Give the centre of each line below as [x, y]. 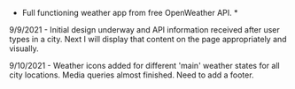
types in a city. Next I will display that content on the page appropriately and [148, 39]
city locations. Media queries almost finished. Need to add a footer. [132, 75]
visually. [24, 48]
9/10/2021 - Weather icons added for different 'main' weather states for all [145, 66]
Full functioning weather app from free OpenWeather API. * [130, 13]
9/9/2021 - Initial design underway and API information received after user [145, 30]
